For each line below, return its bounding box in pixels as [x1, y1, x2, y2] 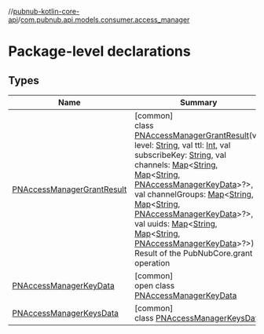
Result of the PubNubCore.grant [134, 248, 253, 259]
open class [134, 281, 175, 291]
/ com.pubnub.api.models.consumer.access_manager [17, 15, 190, 24]
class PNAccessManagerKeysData [134, 313, 262, 323]
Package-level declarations [8, 42, 191, 61]
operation [134, 258, 170, 268]
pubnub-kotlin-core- [13, 7, 80, 16]
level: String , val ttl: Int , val [134, 140, 231, 150]
